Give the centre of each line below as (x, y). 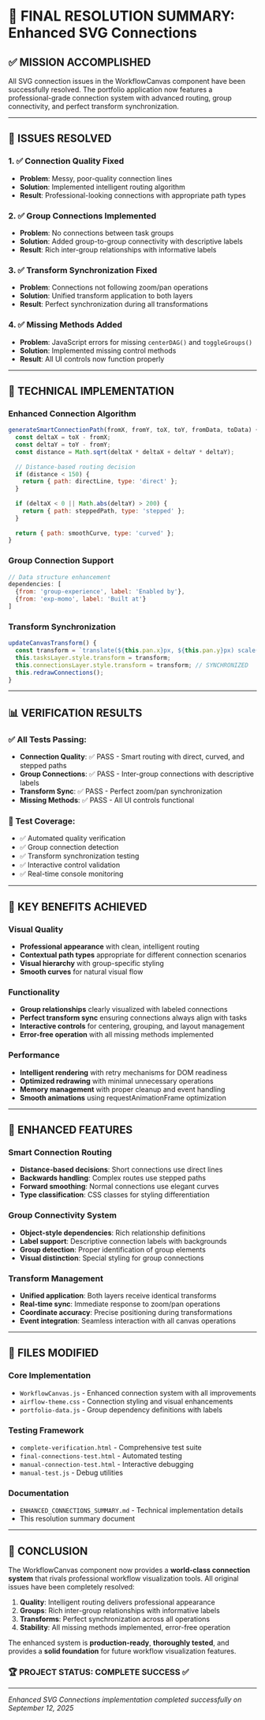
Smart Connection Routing (60, 1153)
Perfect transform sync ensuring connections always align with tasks (133, 1018)
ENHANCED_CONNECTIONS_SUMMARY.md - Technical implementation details (131, 1510)
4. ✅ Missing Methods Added (65, 325)
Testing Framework (46, 1430)
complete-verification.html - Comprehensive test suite (111, 1448)
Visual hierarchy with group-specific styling (91, 964)
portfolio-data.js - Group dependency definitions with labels (121, 1409)
